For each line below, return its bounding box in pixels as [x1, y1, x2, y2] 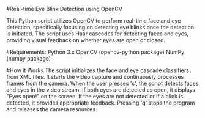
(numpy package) [6, 55, 51, 62]
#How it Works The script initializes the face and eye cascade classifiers [6, 67, 190, 74]
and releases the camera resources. [6, 106, 97, 112]
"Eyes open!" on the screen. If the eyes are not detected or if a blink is [6, 93, 184, 100]
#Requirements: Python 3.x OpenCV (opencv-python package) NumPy [6, 48, 185, 56]
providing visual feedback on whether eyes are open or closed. [6, 37, 166, 43]
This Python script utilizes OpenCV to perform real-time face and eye [6, 17, 181, 24]
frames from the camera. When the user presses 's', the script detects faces [6, 79, 199, 87]
